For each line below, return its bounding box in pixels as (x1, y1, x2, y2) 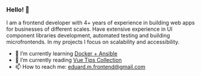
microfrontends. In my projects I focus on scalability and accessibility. (6, 39, 180, 46)
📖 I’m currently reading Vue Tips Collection (14, 57, 122, 64)
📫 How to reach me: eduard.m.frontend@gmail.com (14, 63, 146, 71)
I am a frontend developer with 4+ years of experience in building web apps (6, 19, 195, 27)
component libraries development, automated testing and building (6, 32, 170, 39)
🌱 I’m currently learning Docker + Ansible (14, 50, 118, 57)
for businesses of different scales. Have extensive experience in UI (6, 25, 173, 33)
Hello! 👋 (6, 5, 30, 14)
